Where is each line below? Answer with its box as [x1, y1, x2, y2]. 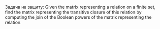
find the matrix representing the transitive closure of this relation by [5, 9, 142, 15]
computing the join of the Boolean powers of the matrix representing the [5, 14, 152, 20]
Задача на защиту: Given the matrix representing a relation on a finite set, [5, 4, 156, 10]
